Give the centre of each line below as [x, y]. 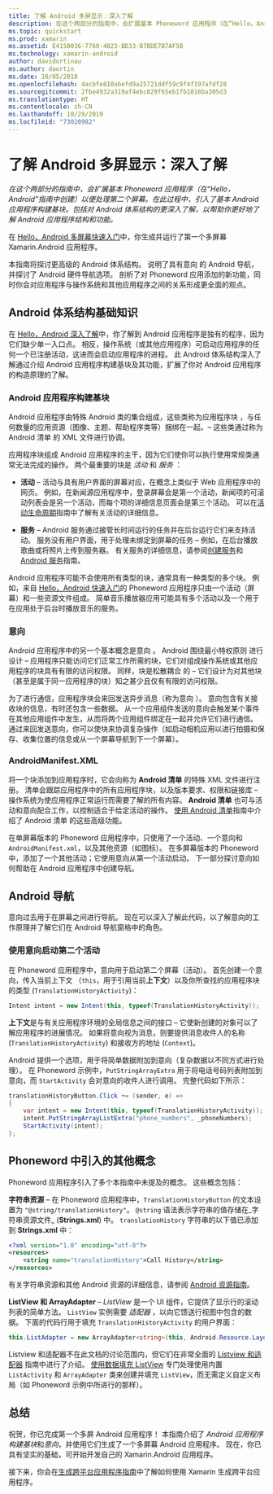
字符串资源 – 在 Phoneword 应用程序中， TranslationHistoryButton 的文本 [131, 1199]
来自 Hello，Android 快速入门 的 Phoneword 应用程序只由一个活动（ [135, 588]
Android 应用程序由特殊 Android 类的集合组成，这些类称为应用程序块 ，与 [131, 417]
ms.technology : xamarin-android [63, 54]
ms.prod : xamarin [38, 39]
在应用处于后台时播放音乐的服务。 [65, 608]
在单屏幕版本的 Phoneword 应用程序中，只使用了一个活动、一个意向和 [126, 837]
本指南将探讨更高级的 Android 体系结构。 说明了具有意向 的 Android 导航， [133, 264]
